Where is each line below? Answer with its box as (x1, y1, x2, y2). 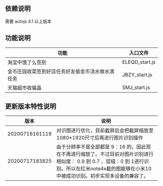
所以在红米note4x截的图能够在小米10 (66, 165, 152, 172)
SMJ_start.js (122, 84, 150, 91)
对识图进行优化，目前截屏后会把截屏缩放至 (56, 127, 154, 134)
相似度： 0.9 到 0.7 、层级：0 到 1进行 (56, 158, 144, 165)
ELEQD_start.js (122, 59, 156, 65)
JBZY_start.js (122, 71, 153, 78)
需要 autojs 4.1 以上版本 (5, 18, 52, 24)
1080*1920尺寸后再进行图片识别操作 (56, 135, 143, 141)
